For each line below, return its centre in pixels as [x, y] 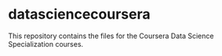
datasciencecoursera [79, 14]
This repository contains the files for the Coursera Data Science [111, 36]
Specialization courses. [46, 44]
